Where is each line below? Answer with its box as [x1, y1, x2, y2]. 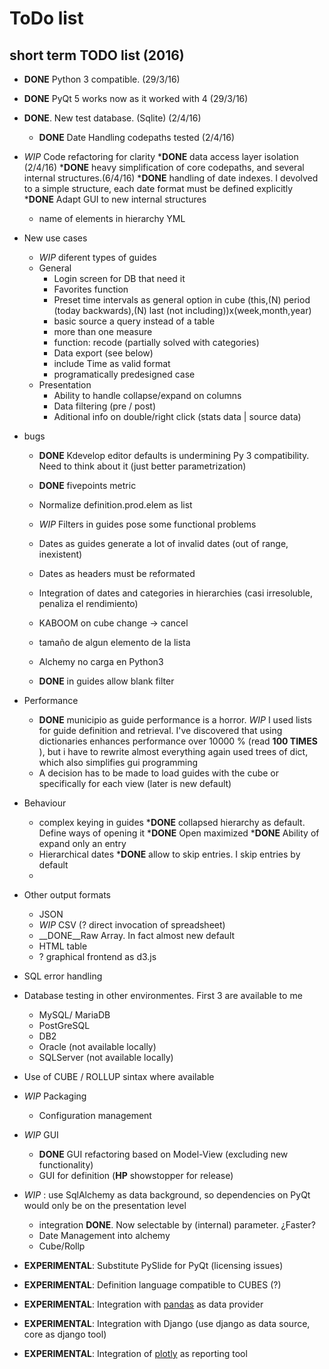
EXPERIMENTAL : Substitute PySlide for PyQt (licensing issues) [23, 1260, 284, 1271]
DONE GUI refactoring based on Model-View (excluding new [38, 1148, 289, 1160]
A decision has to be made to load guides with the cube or [38, 767, 280, 779]
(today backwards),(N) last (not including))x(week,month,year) [53, 305, 312, 316]
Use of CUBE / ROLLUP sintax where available [23, 1071, 215, 1082]
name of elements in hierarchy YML [38, 213, 186, 224]
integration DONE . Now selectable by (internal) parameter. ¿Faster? [38, 1219, 316, 1231]
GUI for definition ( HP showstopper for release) [38, 1170, 234, 1181]
